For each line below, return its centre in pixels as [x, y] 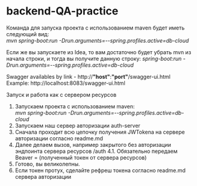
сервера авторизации [43, 176]
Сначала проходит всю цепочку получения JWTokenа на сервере [100, 132]
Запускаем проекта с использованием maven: [75, 106]
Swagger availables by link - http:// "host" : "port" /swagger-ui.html [88, 76]
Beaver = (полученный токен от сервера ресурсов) [81, 157]
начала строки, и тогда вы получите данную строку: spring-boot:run [94, 58]
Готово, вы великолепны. [47, 164]
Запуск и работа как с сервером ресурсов [61, 95]
